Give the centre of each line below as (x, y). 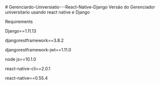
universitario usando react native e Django (47, 12)
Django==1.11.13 (21, 31)
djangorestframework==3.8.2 (35, 40)
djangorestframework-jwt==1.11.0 (38, 50)
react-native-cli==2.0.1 (28, 68)
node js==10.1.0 (21, 59)
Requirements (19, 22)
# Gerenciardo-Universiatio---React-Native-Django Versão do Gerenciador (80, 7)
